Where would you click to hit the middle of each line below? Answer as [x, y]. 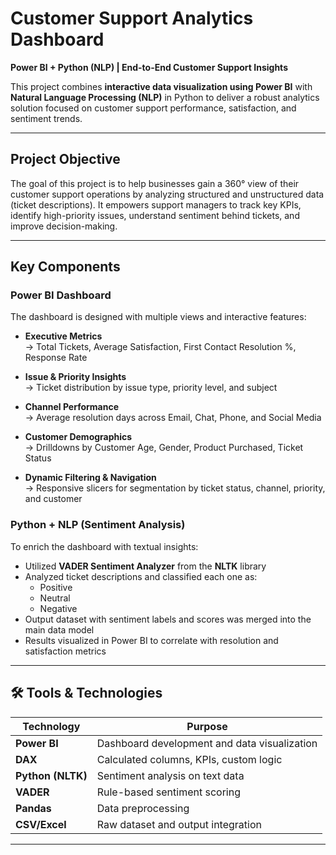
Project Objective [65, 159]
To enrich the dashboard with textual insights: [104, 546]
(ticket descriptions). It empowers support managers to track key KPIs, [156, 204]
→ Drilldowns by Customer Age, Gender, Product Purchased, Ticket [164, 448]
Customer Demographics [78, 437]
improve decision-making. [64, 226]
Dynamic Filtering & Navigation [90, 478]
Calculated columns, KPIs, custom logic [189, 759]
